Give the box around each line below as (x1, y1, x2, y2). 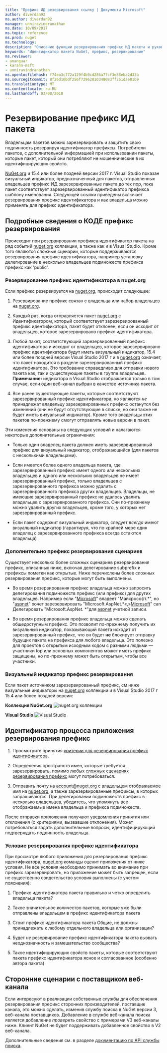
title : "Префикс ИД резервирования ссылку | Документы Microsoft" (5, 7, 146, 12)
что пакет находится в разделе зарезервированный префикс (12, 360, 143, 366)
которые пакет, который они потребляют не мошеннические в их (5, 155, 145, 161)
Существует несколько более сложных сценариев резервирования (5, 559, 150, 565)
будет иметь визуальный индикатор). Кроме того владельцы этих (12, 412, 153, 418)
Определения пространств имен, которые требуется (12, 762, 126, 768)
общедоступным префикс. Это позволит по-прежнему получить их (12, 621, 156, 627)
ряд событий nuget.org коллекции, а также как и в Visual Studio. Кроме (5, 243, 157, 249)
